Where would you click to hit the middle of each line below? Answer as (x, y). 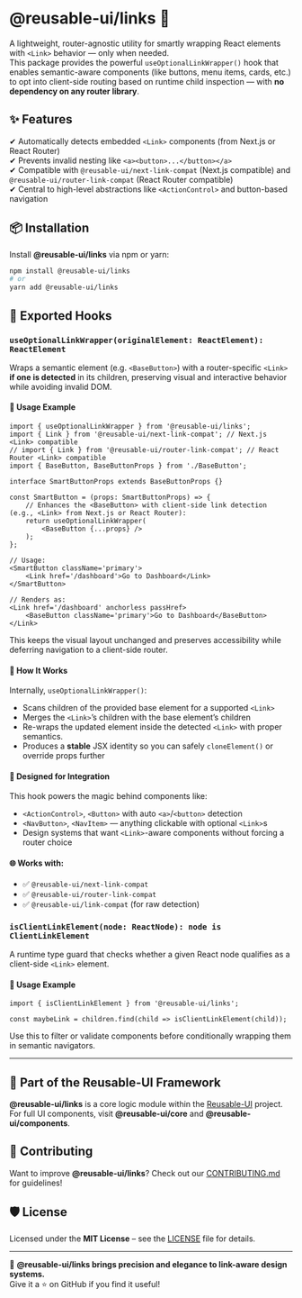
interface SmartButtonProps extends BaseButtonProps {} (116, 482)
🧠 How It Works (39, 670)
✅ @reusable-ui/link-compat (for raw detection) (111, 903)
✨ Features (41, 119)
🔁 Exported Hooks (61, 316)
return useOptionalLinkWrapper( (86, 522)
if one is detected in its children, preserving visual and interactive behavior (148, 377)
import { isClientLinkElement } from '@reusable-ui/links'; (124, 1003)
